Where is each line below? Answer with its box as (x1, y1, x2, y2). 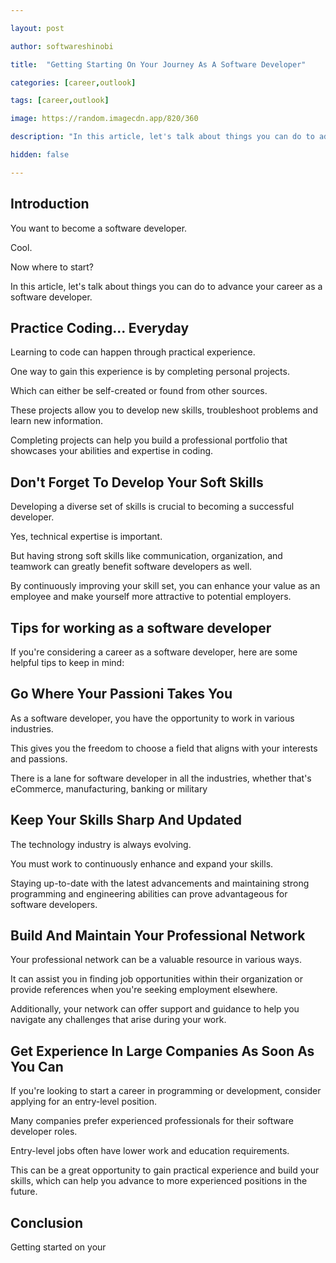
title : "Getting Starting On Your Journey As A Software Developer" (10, 59, 307, 70)
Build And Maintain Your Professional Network (10, 927, 306, 945)
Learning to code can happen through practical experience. (10, 346, 256, 358)
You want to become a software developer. (10, 222, 188, 234)
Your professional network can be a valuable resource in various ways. (10, 954, 302, 966)
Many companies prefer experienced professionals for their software (10, 1115, 294, 1127)
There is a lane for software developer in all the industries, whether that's (10, 772, 312, 784)
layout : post (10, 23, 65, 33)
